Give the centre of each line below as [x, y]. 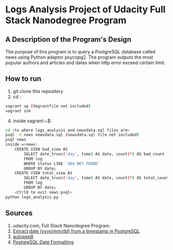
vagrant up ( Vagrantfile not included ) [48, 106]
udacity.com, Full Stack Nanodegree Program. [62, 225]
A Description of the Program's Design [68, 39]
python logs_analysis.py [32, 197]
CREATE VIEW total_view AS [44, 173]
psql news [16, 140]
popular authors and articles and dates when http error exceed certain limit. [85, 62]
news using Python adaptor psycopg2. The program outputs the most [79, 57]
